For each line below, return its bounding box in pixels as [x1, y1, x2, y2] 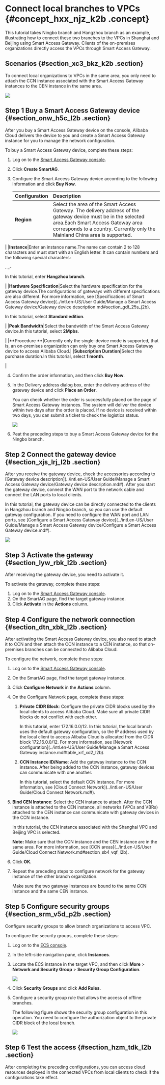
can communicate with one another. [19, 769, 92, 775]
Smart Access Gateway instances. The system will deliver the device [12, 402, 152, 407]
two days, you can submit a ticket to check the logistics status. [12, 412, 139, 418]
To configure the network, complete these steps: [5, 656, 104, 662]
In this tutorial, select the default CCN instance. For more [19, 779, 135, 785]
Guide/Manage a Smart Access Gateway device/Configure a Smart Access [5, 522, 157, 528]
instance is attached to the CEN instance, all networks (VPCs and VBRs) [12, 804, 158, 810]
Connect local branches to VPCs [5, 3, 140, 14]
